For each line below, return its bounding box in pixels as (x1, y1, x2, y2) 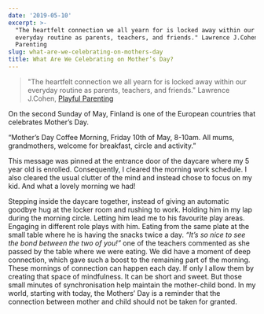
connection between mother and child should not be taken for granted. (8, 297, 237, 306)
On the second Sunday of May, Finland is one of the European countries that (8, 109, 256, 118)
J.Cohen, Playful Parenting (27, 94, 114, 103)
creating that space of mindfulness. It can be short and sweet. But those (8, 272, 242, 281)
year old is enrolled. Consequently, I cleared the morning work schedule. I (8, 164, 247, 174)
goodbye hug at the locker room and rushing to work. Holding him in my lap (8, 205, 253, 214)
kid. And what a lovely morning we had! (8, 181, 136, 190)
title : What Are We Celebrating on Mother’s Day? (8, 56, 174, 64)
